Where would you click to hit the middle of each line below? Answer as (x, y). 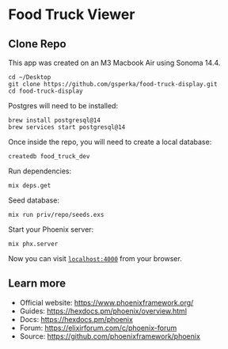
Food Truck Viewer (72, 15)
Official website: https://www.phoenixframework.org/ (106, 302)
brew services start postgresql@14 (67, 127)
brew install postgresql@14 (55, 120)
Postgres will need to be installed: (63, 106)
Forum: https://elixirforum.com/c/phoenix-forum (98, 328)
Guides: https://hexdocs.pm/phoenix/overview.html (103, 311)
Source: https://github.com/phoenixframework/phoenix (110, 336)
